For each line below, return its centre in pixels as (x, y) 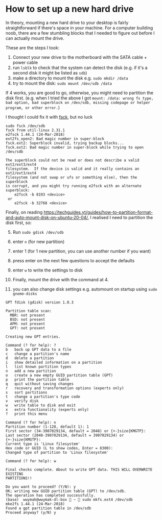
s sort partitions (27, 392)
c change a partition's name (37, 354)
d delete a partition (30, 358)
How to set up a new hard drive (70, 9)
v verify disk (22, 401)
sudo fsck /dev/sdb (25, 126)
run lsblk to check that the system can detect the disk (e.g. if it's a (80, 68)
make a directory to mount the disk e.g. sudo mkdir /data (70, 78)
